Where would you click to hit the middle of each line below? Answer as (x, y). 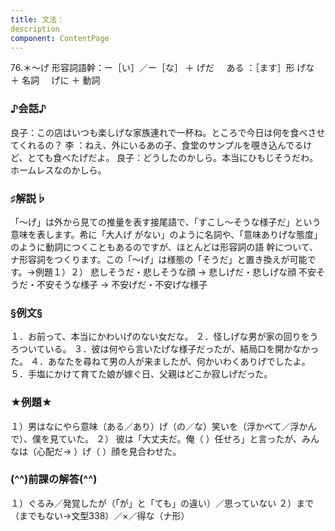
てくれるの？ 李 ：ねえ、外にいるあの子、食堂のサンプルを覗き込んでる (157, 145)
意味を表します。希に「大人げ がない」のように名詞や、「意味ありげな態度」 (166, 234)
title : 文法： (37, 19)
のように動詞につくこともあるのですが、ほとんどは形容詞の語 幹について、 (164, 247)
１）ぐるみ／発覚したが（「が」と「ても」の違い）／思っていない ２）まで (162, 503)
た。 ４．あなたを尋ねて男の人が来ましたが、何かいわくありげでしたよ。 (160, 362)
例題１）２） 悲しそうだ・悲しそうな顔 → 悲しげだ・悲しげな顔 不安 (175, 272)
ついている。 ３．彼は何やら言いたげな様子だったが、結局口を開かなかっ (169, 349)
